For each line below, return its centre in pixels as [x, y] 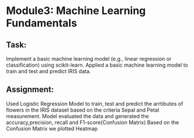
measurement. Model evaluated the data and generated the [77, 116]
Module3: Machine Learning [76, 11]
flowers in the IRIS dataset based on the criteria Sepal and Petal [83, 110]
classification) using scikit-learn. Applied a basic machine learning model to [97, 65]
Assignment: [30, 90]
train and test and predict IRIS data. [49, 71]
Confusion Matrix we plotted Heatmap [52, 128]
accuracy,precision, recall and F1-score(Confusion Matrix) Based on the [93, 122]
